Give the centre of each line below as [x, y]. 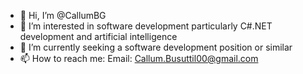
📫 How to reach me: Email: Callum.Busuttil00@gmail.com [139, 58]
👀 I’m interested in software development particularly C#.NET [146, 26]
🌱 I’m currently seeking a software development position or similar [156, 47]
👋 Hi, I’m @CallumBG [63, 15]
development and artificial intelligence [98, 36]
